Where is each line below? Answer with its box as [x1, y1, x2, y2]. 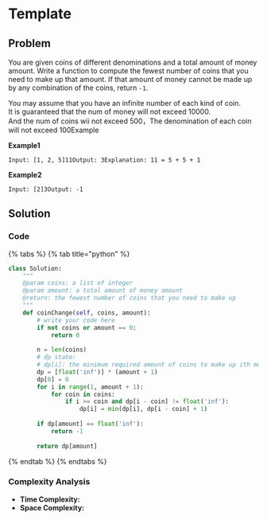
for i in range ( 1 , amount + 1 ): [37, 383, 145, 391]
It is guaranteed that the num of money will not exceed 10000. [8, 107, 211, 116]
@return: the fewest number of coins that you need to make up [22, 294, 237, 303]
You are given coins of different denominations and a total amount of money [8, 57, 257, 67]
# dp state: [37, 354, 77, 362]
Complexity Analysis [8, 476, 91, 487]
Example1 [8, 141, 41, 150]
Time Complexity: [19, 495, 81, 504]
